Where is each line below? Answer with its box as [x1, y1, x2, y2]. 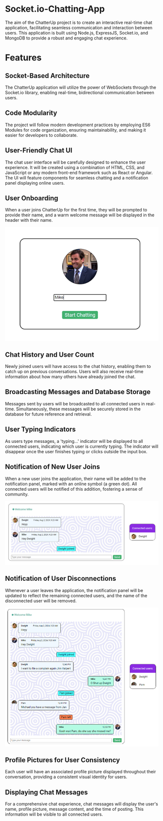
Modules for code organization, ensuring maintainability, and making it [5, 127, 146, 133]
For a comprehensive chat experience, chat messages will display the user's [5, 801, 158, 807]
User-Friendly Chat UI [5, 146, 72, 154]
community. [5, 491, 29, 497]
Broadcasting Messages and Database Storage [5, 388, 151, 396]
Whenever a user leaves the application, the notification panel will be [5, 587, 144, 593]
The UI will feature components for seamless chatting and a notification [5, 174, 148, 181]
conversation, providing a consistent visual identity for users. [5, 774, 127, 780]
